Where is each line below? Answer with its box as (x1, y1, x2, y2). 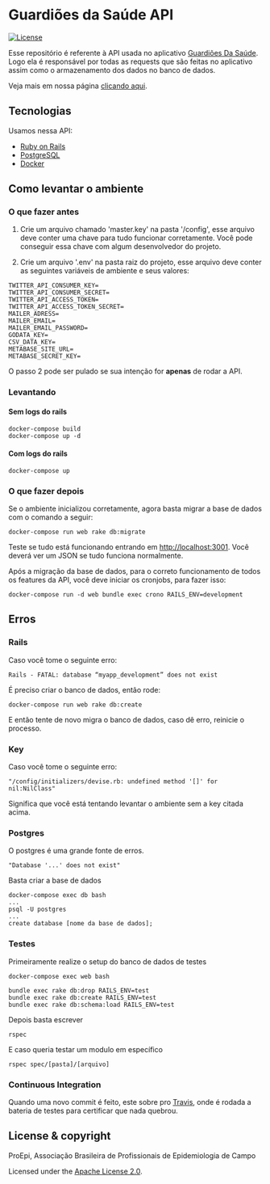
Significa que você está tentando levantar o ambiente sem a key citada (8, 798, 243, 809)
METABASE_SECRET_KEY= (8, 352, 81, 360)
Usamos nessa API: (8, 125, 73, 135)
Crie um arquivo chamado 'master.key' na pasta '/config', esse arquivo (19, 225, 255, 234)
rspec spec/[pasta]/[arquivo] (8, 1060, 110, 1068)
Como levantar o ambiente (8, 182, 144, 196)
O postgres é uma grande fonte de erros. (8, 846, 144, 856)
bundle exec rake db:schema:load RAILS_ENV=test (8, 1001, 175, 1009)
